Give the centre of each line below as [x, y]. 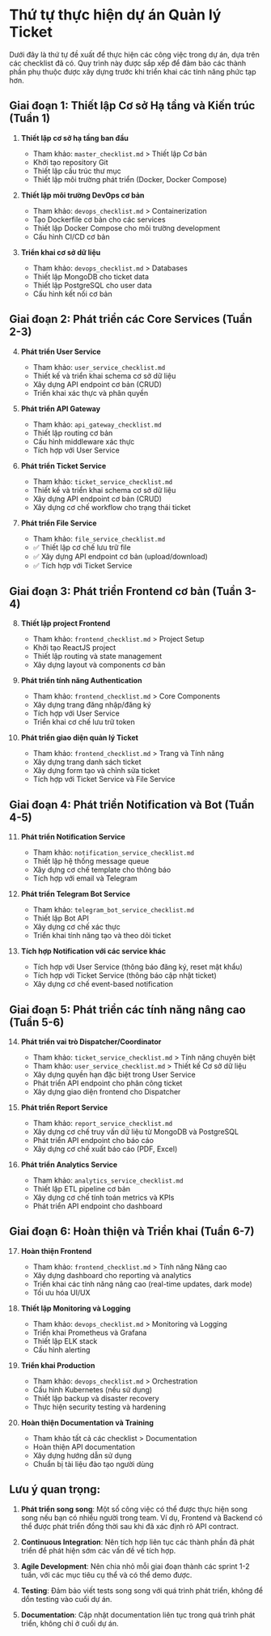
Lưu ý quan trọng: [55, 1490]
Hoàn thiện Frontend [56, 1251]
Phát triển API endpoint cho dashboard [97, 1206]
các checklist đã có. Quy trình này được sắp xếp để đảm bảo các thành [128, 63]
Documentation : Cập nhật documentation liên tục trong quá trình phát [138, 1615]
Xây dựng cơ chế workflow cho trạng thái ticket [112, 507]
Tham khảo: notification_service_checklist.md [114, 852]
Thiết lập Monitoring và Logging [76, 1308]
